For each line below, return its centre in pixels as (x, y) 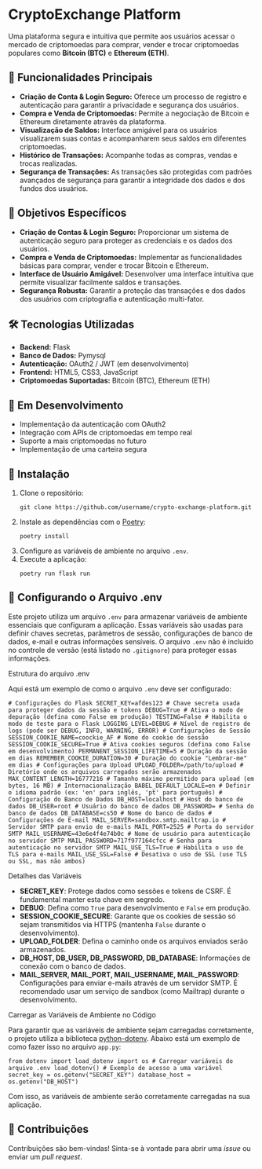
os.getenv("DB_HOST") (44, 1082)
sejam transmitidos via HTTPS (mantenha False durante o (113, 924)
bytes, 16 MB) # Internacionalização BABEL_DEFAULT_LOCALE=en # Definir (129, 786)
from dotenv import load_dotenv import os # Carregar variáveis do (121, 1061)
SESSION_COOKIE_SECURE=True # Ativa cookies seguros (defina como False (129, 744)
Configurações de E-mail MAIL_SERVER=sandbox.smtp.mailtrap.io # (117, 820)
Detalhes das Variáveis (45, 876)
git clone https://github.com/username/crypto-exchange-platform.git (136, 508)
